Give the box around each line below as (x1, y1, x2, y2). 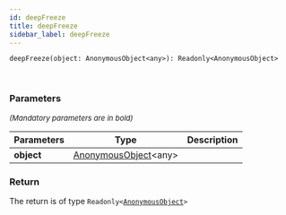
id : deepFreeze (9, 13, 66, 22)
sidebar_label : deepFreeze (9, 30, 110, 39)
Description (186, 133, 238, 146)
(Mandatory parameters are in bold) (9, 113, 134, 123)
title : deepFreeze (9, 21, 78, 30)
